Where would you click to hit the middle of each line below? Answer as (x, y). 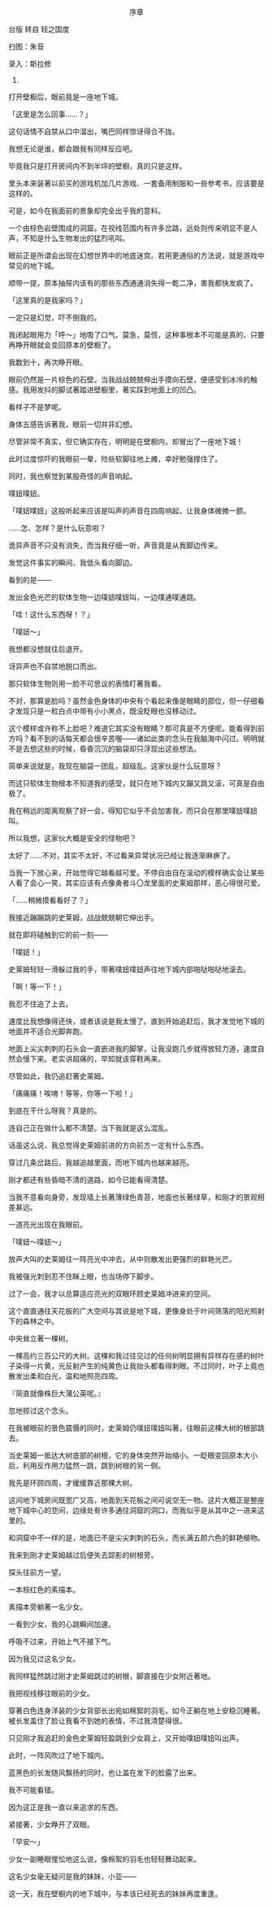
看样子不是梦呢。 (37, 407)
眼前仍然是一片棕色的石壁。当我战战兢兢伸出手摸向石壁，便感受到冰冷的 (129, 379)
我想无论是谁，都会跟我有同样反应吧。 (72, 148)
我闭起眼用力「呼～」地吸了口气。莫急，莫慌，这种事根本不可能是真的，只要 (136, 335)
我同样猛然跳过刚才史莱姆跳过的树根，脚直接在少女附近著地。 (112, 1676)
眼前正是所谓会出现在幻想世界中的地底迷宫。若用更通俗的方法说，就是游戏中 (136, 255)
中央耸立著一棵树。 (41, 1338)
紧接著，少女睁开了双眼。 (51, 1824)
